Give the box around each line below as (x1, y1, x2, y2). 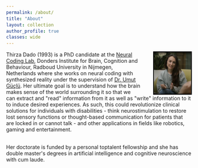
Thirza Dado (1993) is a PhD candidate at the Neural (6, 51, 133, 58)
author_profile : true (6, 28, 60, 34)
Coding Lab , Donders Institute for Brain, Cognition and (6, 58, 138, 65)
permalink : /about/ (6, 9, 54, 15)
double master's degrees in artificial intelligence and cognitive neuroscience (6, 150, 192, 157)
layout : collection (6, 22, 54, 28)
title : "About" (6, 15, 44, 22)
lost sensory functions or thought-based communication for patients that (6, 113, 183, 120)
